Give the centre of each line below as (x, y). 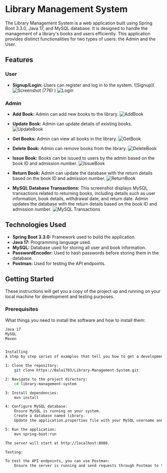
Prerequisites (22, 309)
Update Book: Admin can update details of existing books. (72, 124)
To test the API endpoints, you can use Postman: (58, 461)
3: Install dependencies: (32, 393)
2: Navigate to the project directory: (46, 379)
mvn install (26, 398)
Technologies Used (36, 225)
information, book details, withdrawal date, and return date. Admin (80, 199)
